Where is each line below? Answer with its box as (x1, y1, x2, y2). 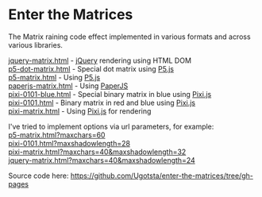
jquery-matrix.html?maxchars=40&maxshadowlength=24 (8, 155, 196, 164)
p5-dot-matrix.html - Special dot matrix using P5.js (8, 64, 175, 73)
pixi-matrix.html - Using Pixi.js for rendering (8, 106, 152, 116)
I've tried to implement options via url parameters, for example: (8, 122, 214, 131)
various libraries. (8, 40, 64, 49)
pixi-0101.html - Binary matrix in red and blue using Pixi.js (8, 98, 196, 107)
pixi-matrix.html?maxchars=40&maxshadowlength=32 (8, 147, 187, 156)
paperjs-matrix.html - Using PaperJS (8, 81, 129, 91)
